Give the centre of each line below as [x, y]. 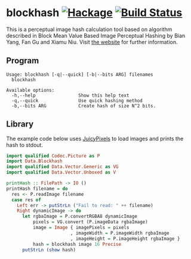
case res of [27, 200]
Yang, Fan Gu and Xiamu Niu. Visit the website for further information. [92, 42]
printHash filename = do [37, 189]
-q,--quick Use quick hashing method [77, 101]
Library [20, 124]
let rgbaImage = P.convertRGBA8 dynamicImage [79, 217]
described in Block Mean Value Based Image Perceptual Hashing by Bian [96, 35]
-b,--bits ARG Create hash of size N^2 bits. [84, 106]
